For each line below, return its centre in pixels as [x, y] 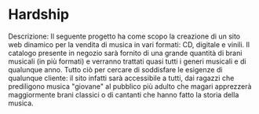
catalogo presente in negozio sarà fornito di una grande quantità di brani [125, 53]
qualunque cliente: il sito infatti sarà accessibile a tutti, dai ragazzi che [121, 78]
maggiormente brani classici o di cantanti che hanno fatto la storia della [124, 94]
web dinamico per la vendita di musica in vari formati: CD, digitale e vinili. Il [129, 44]
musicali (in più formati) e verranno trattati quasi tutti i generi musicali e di [127, 61]
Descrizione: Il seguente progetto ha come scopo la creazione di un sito [124, 36]
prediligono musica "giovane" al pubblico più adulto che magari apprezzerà [130, 86]
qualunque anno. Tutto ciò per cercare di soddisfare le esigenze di [115, 69]
